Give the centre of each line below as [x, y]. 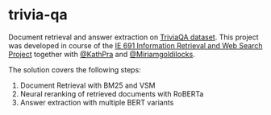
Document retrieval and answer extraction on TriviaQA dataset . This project [134, 37]
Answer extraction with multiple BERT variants [97, 102]
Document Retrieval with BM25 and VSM [88, 85]
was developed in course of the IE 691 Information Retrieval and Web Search [135, 45]
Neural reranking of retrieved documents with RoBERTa [112, 93]
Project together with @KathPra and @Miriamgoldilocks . [102, 54]
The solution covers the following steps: [75, 69]
